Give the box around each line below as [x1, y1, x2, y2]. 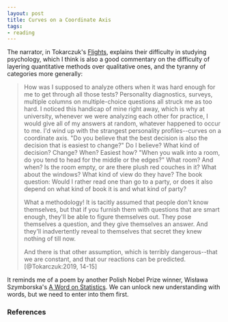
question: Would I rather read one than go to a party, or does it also [23, 177, 213, 186]
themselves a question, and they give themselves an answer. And [23, 220, 208, 228]
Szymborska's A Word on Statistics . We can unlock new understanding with [7, 283, 220, 291]
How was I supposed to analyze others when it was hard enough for [23, 83, 216, 91]
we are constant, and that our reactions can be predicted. [23, 255, 186, 264]
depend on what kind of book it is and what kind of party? [23, 185, 186, 193]
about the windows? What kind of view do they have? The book [23, 171, 203, 179]
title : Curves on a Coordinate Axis [7, 16, 111, 23]
